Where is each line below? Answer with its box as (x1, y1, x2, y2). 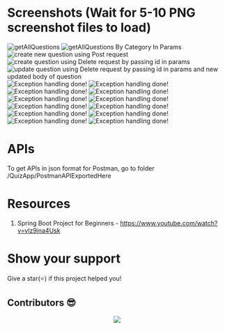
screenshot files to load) (7, 19, 152, 36)
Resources (7, 196, 71, 212)
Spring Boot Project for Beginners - (17, 219, 119, 227)
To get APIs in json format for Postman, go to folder (7, 164, 155, 172)
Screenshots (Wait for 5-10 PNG (7, 5, 196, 21)
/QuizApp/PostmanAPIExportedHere (7, 171, 111, 180)
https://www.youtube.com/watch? (120, 219, 218, 227)
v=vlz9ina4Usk (17, 226, 61, 235)
